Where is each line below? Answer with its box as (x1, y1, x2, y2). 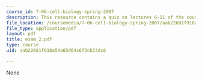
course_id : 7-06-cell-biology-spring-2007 (6, 8, 114, 15)
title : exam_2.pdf (6, 36, 52, 42)
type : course (6, 42, 39, 48)
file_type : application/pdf (6, 25, 77, 32)
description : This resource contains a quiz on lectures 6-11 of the (6, 14, 185, 20)
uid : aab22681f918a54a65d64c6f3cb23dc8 (6, 48, 106, 54)
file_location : (6, 20, 44, 26)
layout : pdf (6, 31, 36, 37)
